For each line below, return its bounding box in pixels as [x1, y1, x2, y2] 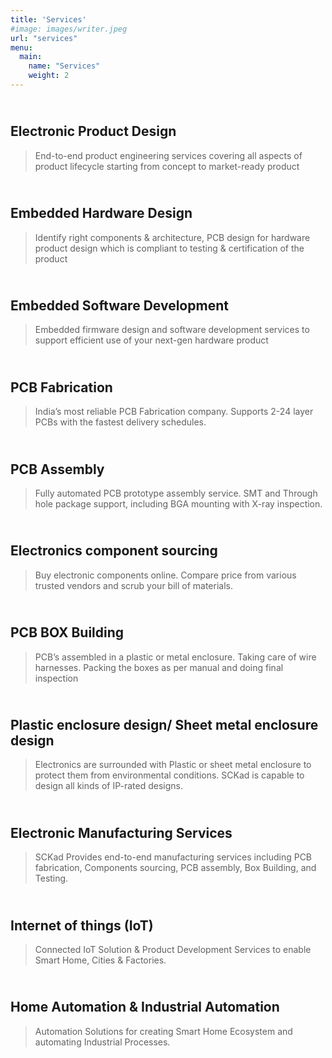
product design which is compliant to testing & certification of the [34, 242, 305, 254]
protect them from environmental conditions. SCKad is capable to [34, 769, 305, 781]
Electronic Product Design [10, 123, 177, 140]
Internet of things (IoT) [10, 917, 154, 934]
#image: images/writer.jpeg [10, 24, 128, 34]
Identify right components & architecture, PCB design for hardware [34, 231, 311, 243]
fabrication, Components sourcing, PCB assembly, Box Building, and [34, 862, 317, 874]
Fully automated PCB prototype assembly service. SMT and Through [34, 487, 318, 499]
